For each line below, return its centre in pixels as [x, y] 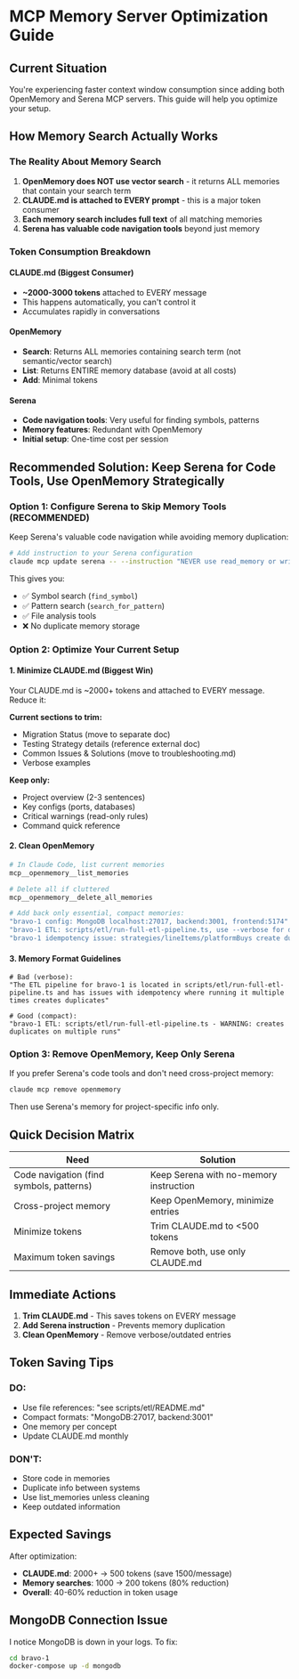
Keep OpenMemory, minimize [212, 1201]
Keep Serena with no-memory [214, 1175]
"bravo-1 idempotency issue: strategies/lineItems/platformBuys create [145, 938]
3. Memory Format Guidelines [65, 958]
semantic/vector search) [67, 361]
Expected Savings [61, 1534]
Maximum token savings [65, 1257]
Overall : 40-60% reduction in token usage [100, 1592]
